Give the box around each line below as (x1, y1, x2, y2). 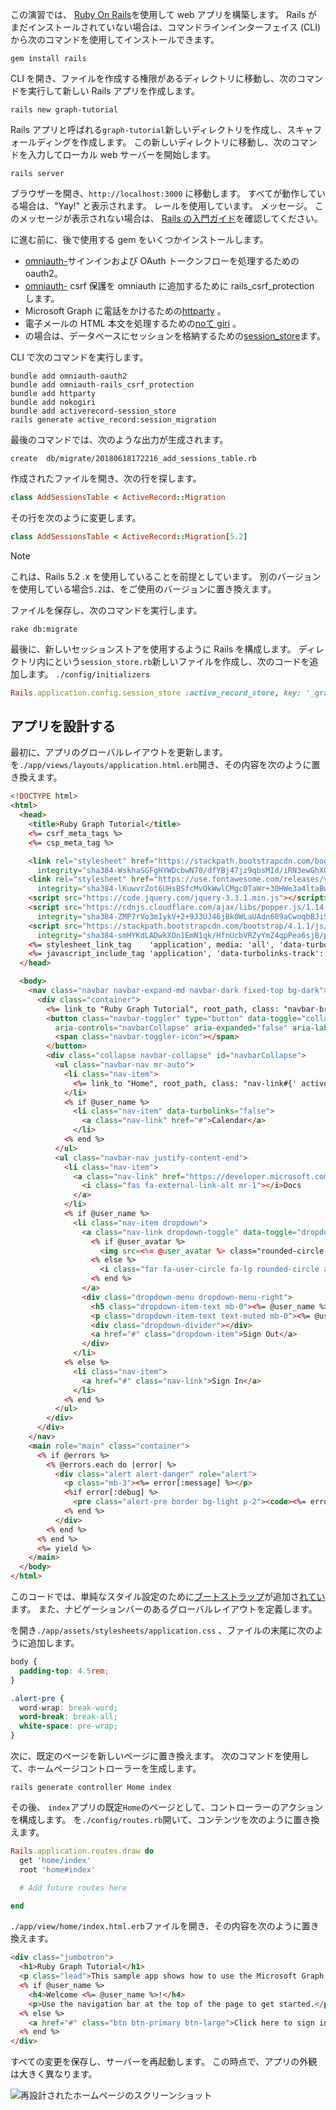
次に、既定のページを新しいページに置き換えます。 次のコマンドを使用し (10, 1750, 310, 1762)
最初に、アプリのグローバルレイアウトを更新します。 (10, 746, 229, 758)
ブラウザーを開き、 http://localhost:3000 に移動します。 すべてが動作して (10, 188, 317, 199)
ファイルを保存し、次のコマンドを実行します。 (10, 604, 203, 616)
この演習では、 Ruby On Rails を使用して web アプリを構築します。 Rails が (10, 9, 318, 20)
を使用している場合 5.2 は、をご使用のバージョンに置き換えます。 (10, 583, 277, 595)
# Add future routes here (19, 1883, 128, 1893)
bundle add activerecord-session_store (10, 406, 177, 416)
